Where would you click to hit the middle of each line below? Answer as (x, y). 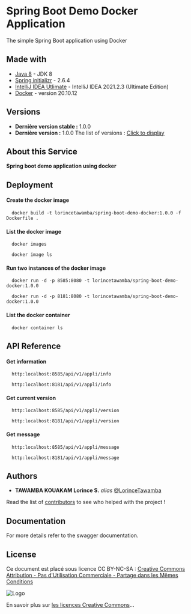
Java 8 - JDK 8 (34, 74)
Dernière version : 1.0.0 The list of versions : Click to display (89, 133)
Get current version (31, 398)
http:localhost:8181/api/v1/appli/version (65, 421)
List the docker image (34, 231)
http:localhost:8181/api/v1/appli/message (65, 458)
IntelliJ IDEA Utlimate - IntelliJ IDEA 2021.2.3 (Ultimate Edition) (92, 87)
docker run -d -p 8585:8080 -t (51, 281)
